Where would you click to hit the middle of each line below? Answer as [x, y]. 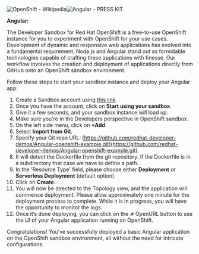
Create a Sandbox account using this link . [66, 100]
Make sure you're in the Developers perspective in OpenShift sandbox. [102, 119]
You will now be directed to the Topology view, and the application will [101, 188]
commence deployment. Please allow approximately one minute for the [102, 195]
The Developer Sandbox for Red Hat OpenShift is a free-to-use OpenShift [97, 32]
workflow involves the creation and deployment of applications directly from [100, 64]
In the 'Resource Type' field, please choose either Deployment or [95, 169]
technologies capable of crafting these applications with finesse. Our [91, 58]
